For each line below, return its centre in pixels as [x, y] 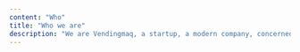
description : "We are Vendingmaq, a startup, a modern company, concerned [151, 33]
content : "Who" [37, 17]
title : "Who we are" [48, 26]
